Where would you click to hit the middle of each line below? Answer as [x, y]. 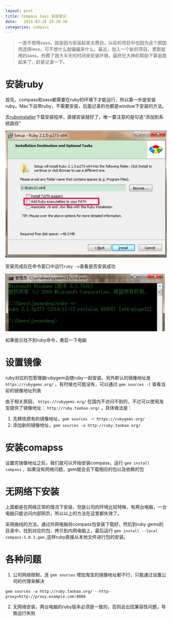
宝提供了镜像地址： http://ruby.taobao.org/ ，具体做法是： [69, 408]
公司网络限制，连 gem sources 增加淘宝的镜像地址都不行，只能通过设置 [87, 574]
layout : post [19, 11]
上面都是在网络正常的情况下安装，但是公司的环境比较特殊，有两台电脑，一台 [86, 507]
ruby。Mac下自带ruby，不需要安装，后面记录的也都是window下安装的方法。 [86, 106]
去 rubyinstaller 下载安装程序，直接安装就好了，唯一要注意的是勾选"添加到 [82, 117]
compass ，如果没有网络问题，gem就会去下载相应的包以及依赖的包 [75, 469]
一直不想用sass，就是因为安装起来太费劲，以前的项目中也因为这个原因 [92, 43]
